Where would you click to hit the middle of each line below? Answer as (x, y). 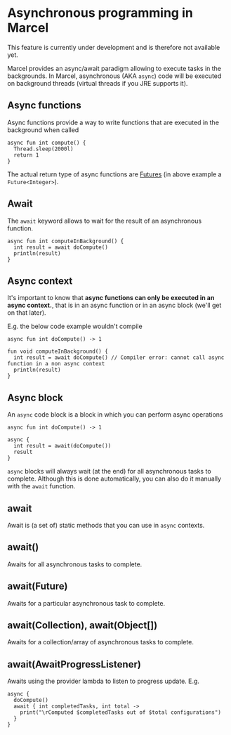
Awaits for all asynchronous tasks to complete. (75, 564)
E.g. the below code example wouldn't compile (75, 326)
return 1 (26, 155)
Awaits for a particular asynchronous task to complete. (86, 603)
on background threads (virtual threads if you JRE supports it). (98, 83)
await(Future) (38, 586)
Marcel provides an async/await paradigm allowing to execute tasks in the (114, 68)
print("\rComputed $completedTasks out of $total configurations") (120, 713)
